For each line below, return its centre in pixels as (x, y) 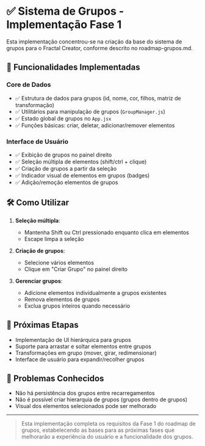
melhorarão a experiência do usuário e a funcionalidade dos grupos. (107, 437)
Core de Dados (29, 85)
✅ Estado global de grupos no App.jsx (63, 118)
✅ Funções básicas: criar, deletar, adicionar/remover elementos (95, 125)
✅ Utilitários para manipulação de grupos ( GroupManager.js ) (90, 111)
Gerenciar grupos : (39, 281)
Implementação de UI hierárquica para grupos (73, 340)
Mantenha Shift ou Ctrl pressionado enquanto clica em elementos (106, 232)
